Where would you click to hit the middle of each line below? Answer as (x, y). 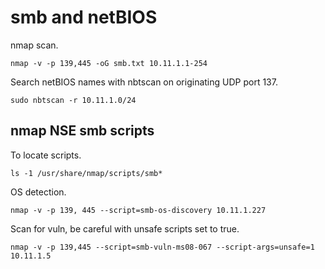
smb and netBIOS (84, 17)
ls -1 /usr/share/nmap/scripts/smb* (86, 173)
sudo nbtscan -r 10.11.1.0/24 (73, 100)
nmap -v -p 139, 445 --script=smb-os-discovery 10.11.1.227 (138, 210)
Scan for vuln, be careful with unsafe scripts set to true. (125, 228)
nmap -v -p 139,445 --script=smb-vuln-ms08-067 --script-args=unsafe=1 (162, 247)
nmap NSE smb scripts (82, 131)
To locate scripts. (46, 155)
